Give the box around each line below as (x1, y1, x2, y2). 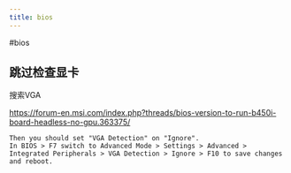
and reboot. (9, 157, 53, 166)
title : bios (9, 12, 53, 22)
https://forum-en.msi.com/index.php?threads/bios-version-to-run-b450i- (9, 108, 277, 118)
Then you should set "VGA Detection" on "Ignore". (9, 134, 200, 143)
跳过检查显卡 (9, 65, 80, 80)
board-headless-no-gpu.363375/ (9, 117, 131, 128)
